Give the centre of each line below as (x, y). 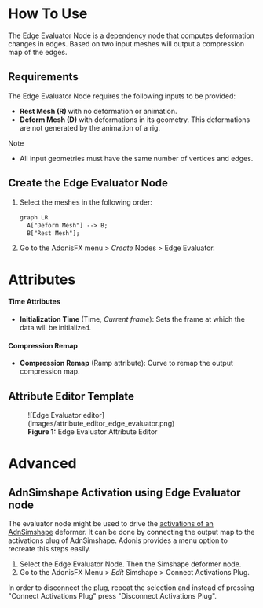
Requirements (43, 77)
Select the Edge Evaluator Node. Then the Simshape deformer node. (130, 564)
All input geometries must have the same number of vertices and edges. (136, 158)
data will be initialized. (55, 327)
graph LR (34, 217)
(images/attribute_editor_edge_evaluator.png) (101, 423)
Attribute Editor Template (71, 396)
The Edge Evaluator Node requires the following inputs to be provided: (122, 96)
